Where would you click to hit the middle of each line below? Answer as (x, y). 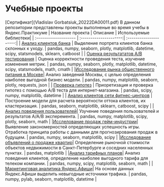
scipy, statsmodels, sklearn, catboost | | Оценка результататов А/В (74, 53)
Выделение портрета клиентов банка (114, 43)
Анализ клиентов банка (46, 43)
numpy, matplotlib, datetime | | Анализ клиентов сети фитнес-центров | (79, 95)
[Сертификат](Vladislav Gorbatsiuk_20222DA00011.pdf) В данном (73, 22)
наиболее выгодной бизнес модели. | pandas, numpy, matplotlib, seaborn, (82, 80)
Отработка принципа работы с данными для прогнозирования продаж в (82, 132)
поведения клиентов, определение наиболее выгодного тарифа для (77, 158)
